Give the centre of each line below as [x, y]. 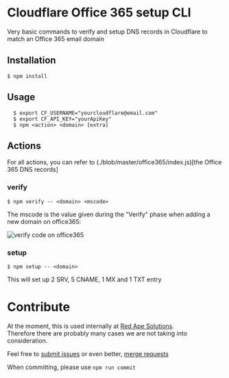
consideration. [27, 340]
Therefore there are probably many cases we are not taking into [97, 333]
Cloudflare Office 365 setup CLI [99, 13]
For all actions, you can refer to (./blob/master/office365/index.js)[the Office [114, 162]
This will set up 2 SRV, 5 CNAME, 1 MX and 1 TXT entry [85, 279]
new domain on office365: [44, 221]
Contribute [39, 307]
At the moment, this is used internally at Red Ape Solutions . [91, 326]
